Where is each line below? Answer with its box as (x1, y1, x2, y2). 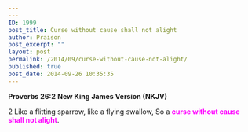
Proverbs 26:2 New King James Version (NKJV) (8, 91, 167, 101)
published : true (8, 63, 61, 71)
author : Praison (8, 33, 61, 42)
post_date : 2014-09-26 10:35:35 (8, 70, 114, 78)
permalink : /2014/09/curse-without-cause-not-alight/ (8, 56, 188, 64)
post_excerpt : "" (8, 41, 65, 49)
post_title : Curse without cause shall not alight (8, 26, 177, 34)
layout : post (8, 48, 51, 56)
